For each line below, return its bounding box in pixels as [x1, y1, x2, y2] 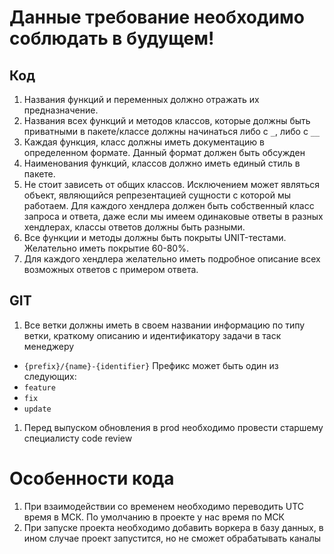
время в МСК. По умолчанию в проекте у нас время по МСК [23, 511, 286, 523]
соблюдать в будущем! [9, 27, 215, 50]
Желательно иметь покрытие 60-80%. [23, 242, 189, 254]
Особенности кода [9, 467, 175, 490]
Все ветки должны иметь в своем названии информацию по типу [23, 319, 306, 331]
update [23, 404, 52, 414]
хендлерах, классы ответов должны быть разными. [23, 221, 246, 233]
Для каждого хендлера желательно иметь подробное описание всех [23, 253, 321, 265]
